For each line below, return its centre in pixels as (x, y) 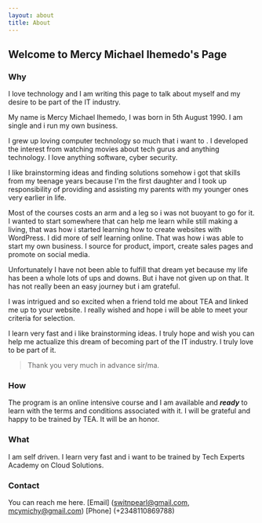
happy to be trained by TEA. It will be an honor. (84, 419)
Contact (24, 485)
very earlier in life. (37, 198)
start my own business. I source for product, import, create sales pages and (131, 246)
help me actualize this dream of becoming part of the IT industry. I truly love (131, 342)
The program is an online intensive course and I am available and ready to (128, 403)
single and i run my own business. (63, 125)
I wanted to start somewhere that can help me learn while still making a (123, 221)
